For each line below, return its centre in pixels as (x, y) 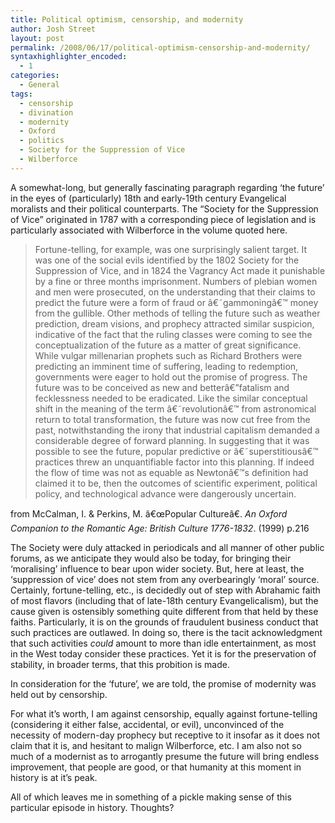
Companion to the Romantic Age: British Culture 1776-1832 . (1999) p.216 (160, 528)
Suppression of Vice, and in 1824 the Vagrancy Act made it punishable (180, 270)
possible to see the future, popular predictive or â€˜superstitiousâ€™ (176, 451)
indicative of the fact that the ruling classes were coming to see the (173, 334)
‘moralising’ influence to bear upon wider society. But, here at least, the (157, 568)
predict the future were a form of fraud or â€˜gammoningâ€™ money (176, 302)
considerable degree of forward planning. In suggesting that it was (172, 440)
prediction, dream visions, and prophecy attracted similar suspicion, (174, 323)
